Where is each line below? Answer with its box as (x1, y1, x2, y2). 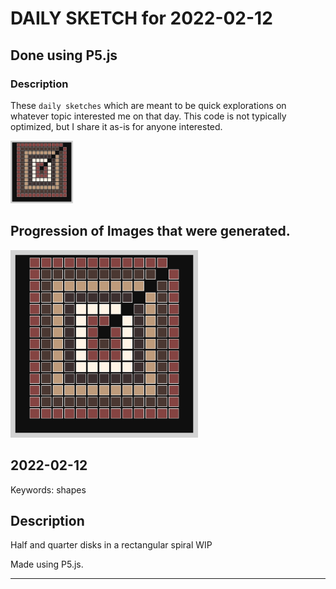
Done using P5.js (10, 47, 118, 64)
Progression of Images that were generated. (10, 223, 291, 240)
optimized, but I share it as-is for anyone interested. (10, 120, 223, 132)
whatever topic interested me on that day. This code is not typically (10, 110, 287, 122)
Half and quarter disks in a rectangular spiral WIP (10, 539, 213, 551)
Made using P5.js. (10, 558, 84, 571)
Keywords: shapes (10, 483, 87, 496)
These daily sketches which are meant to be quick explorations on (10, 99, 287, 111)
